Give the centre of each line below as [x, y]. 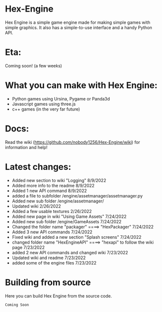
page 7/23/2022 [28, 247]
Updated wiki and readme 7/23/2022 [49, 258]
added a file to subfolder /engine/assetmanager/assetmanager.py [77, 196]
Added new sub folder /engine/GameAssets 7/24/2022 [67, 221]
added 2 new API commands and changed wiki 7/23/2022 [70, 252]
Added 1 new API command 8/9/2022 [49, 191]
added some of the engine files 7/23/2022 [54, 263]
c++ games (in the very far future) [46, 109]
